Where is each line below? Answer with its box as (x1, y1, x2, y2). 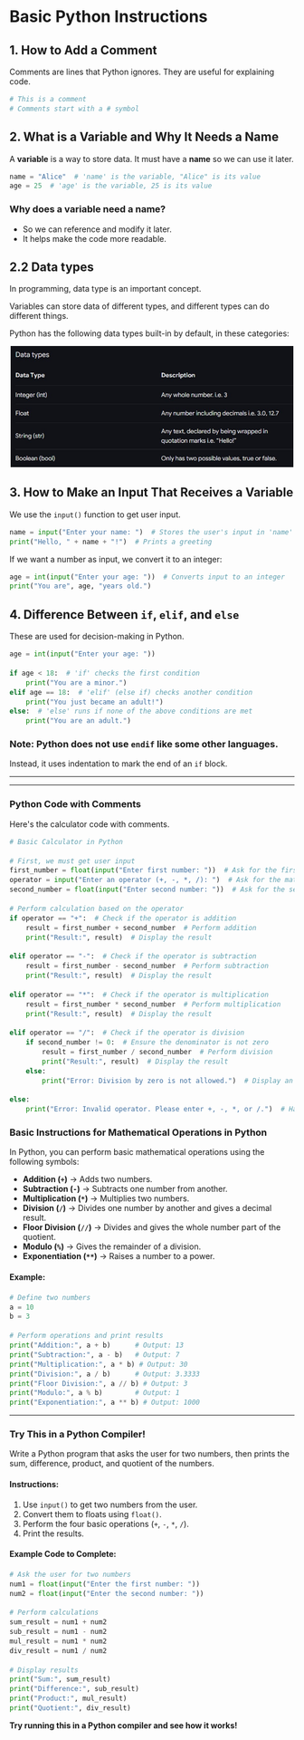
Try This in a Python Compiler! (9, 1428, 147, 1441)
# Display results (9, 1665, 79, 1675)
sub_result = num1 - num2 (9, 1628, 107, 1637)
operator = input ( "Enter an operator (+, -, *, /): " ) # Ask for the (9, 876, 281, 885)
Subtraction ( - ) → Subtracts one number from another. (22, 1184, 228, 1195)
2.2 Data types (9, 260, 95, 274)
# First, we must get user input (9, 856, 136, 866)
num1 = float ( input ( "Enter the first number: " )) (9, 1579, 201, 1589)
